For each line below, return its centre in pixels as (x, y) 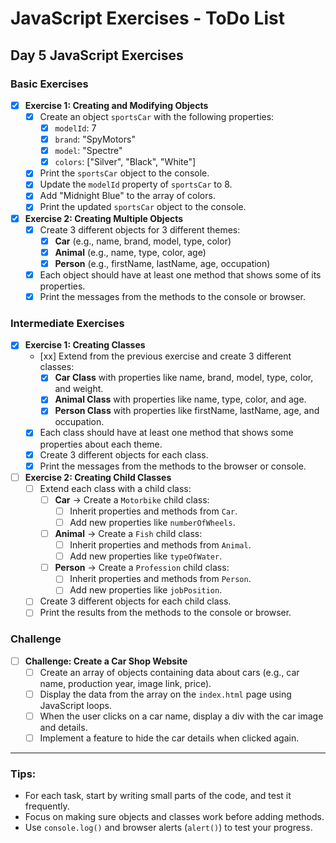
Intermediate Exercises (67, 323)
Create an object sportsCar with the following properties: (157, 116)
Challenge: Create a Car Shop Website (106, 661)
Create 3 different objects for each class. (124, 454)
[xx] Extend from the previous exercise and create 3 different (165, 356)
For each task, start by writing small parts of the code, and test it (158, 796)
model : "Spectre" (88, 151)
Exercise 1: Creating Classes (85, 345)
